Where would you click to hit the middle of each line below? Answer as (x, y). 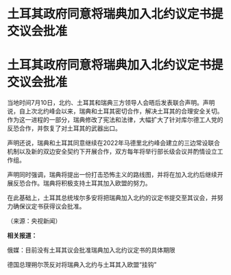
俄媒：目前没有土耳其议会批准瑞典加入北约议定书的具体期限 (91, 250)
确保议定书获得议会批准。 (49, 206)
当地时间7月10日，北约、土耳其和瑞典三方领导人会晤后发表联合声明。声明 (111, 103)
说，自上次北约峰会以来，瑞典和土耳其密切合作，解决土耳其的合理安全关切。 (115, 111)
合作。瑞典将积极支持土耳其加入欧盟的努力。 (88, 183)
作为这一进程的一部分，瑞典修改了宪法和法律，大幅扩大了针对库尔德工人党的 (115, 120)
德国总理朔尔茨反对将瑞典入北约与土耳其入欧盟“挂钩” (82, 265)
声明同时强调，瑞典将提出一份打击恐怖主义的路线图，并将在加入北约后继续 (112, 175)
